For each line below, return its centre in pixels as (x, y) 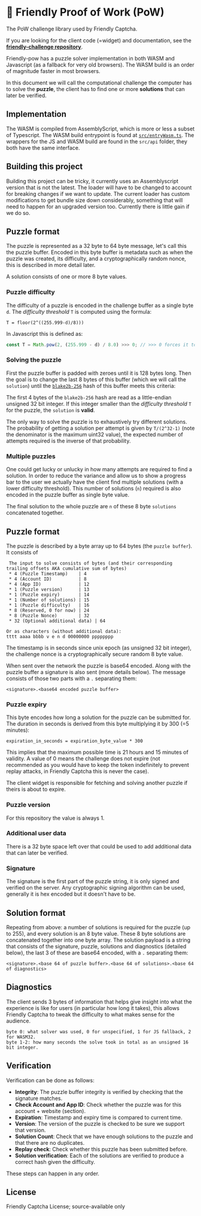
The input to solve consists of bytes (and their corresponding (90, 563)
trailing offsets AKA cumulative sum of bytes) (67, 568)
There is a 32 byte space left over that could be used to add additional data (99, 846)
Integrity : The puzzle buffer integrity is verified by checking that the (99, 1091)
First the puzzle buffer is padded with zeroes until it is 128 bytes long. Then (99, 373)
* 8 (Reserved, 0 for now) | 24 (49, 610)
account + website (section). (50, 1111)
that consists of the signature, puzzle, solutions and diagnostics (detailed (96, 946)
